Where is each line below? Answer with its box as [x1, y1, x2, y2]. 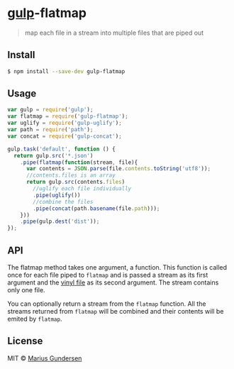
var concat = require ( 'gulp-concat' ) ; [7, 133, 122, 140]
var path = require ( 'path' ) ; [7, 126, 94, 133]
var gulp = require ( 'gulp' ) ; [7, 106, 94, 114]
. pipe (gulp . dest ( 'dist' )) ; [20, 218, 100, 225]
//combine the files [33, 198, 94, 205]
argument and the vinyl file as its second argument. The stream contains [7, 278, 219, 287]
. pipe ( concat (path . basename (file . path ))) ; [33, 204, 160, 212]
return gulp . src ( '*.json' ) [13, 152, 94, 159]
